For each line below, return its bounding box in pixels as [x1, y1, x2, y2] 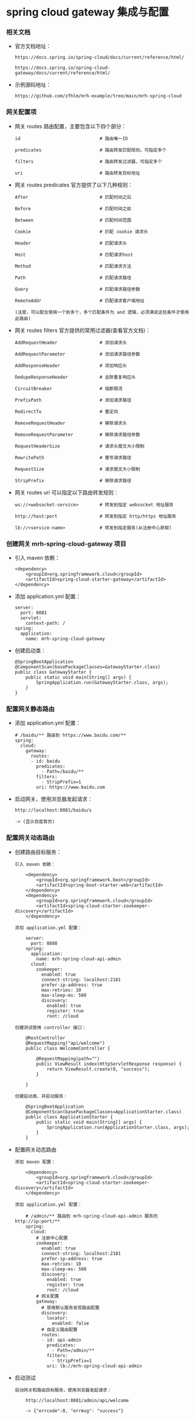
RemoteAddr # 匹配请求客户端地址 [14, 297, 145, 303]
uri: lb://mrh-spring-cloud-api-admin [46, 1363, 142, 1369]
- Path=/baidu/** [41, 769, 84, 775]
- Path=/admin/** [52, 1347, 95, 1354]
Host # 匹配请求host [14, 252, 134, 258]
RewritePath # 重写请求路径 [14, 455, 132, 461]
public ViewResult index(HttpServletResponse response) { [36, 1061, 182, 1067]
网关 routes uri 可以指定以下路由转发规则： [14, 489, 119, 496]
